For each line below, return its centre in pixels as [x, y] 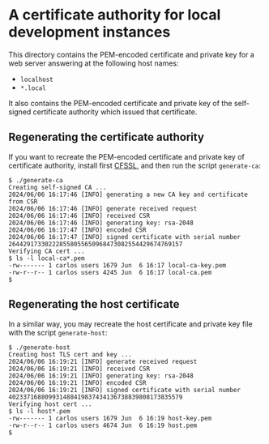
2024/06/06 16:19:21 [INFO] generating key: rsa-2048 [101, 376]
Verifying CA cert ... [47, 251]
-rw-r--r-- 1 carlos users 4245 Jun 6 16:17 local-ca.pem [110, 272]
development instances [90, 32]
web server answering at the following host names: [94, 63]
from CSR [23, 201]
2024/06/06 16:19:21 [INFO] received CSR [79, 369]
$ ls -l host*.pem [39, 411]
